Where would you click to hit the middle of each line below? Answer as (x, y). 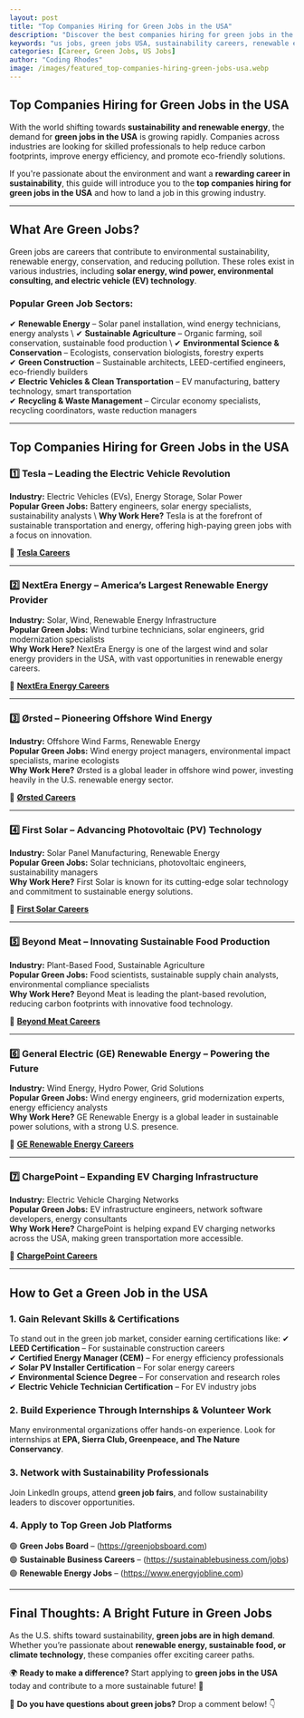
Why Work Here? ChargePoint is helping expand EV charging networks (142, 1228)
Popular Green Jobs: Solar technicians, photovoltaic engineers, (128, 863)
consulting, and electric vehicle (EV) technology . (103, 280)
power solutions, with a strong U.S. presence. (94, 1126)
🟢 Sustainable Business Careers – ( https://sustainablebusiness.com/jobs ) (149, 1559)
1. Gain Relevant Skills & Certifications (95, 1318)
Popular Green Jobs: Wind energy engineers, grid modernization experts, (147, 1097)
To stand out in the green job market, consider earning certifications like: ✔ (149, 1338)
